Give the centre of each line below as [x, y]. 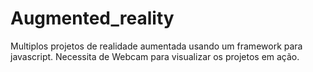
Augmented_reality [92, 18]
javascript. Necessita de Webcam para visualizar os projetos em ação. [155, 56]
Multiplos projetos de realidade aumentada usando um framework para [156, 46]
